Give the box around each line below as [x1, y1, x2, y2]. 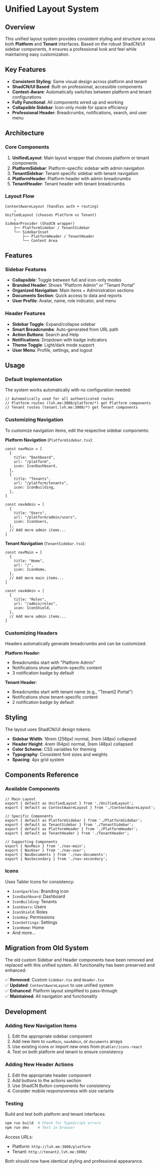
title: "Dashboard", [14, 455, 55, 460]
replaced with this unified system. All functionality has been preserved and [5, 962, 155, 968]
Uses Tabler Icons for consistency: [5, 878, 74, 885]
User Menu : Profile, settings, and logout [12, 347, 93, 353]
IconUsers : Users [12, 904, 46, 910]
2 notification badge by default [12, 700, 74, 705]
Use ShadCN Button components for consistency [12, 1083, 111, 1088]
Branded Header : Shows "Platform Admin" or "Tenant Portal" [12, 282, 135, 288]
